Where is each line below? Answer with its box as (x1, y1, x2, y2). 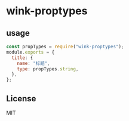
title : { (11, 55, 33, 61)
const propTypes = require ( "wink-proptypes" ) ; (6, 44, 124, 49)
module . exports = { (6, 49, 55, 55)
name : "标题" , (17, 60, 50, 66)
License (6, 94, 36, 104)
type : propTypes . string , (17, 66, 79, 72)
